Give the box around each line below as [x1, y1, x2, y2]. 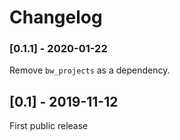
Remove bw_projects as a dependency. [9, 64, 171, 76]
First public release [9, 120, 89, 132]
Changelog [9, 6, 103, 29]
